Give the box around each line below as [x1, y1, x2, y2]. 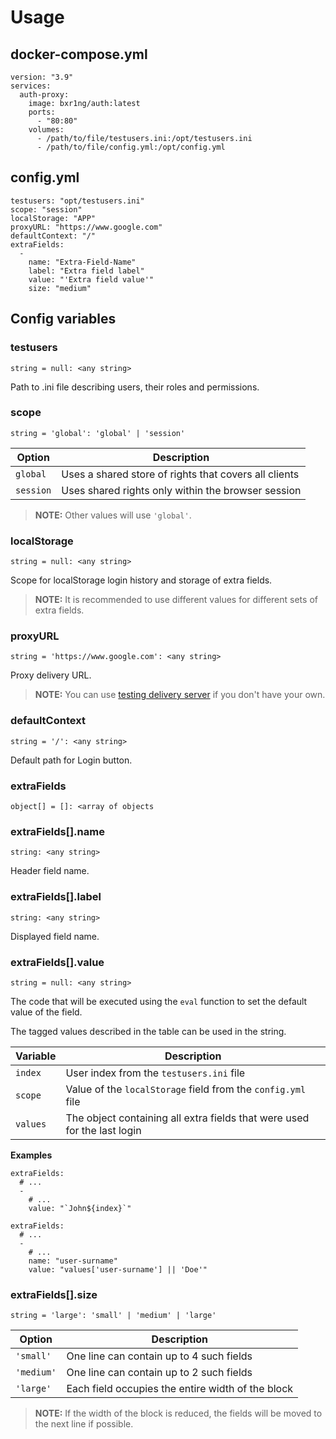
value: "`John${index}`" [28, 1203, 132, 1213]
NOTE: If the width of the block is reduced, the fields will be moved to [34, 1407, 323, 1420]
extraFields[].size [10, 1287, 98, 1301]
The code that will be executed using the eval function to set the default [10, 995, 308, 1007]
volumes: [28, 125, 65, 135]
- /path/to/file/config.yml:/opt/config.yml [36, 142, 226, 152]
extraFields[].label [10, 890, 102, 904]
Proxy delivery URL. [10, 669, 92, 681]
